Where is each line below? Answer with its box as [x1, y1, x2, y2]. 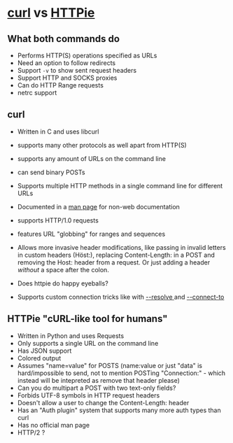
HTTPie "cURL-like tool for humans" [7, 313, 168, 325]
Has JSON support [17, 346, 72, 355]
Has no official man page [17, 421, 90, 429]
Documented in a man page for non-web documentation [17, 202, 181, 211]
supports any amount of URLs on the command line [17, 154, 167, 162]
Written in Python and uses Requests [17, 331, 125, 340]
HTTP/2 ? [17, 428, 45, 437]
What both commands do [7, 33, 120, 45]
